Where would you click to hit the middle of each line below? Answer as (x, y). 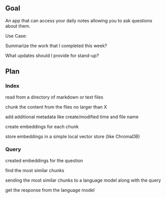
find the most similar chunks (35, 170)
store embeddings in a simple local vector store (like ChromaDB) (73, 136)
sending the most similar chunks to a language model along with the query (83, 180)
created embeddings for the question (44, 160)
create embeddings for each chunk (42, 126)
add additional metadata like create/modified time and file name (72, 117)
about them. (18, 26)
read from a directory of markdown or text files (54, 97)
